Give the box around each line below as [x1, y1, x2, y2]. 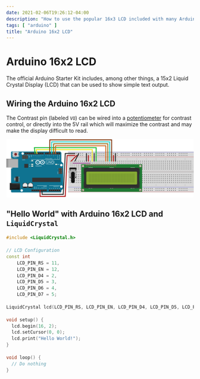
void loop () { [6, 354, 42, 360]
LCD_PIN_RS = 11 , [17, 260, 60, 266]
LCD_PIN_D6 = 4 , [17, 285, 58, 291]
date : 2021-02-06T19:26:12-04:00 [6, 10, 89, 16]
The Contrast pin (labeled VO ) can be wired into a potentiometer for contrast [6, 114, 192, 121]
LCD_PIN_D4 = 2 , [17, 273, 58, 279]
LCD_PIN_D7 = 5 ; [17, 292, 58, 298]
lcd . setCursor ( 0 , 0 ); [11, 329, 65, 335]
